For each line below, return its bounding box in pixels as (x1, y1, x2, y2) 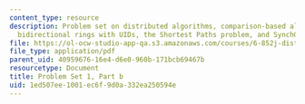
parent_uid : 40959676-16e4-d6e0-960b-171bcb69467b (9, 55, 205, 64)
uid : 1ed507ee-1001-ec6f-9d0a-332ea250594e (9, 80, 177, 90)
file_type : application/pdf (9, 47, 116, 56)
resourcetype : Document (9, 64, 100, 73)
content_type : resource (9, 13, 100, 23)
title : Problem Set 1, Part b (9, 72, 124, 81)
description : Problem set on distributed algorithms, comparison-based (9, 22, 286, 31)
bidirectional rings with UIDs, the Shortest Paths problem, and (17, 30, 271, 39)
